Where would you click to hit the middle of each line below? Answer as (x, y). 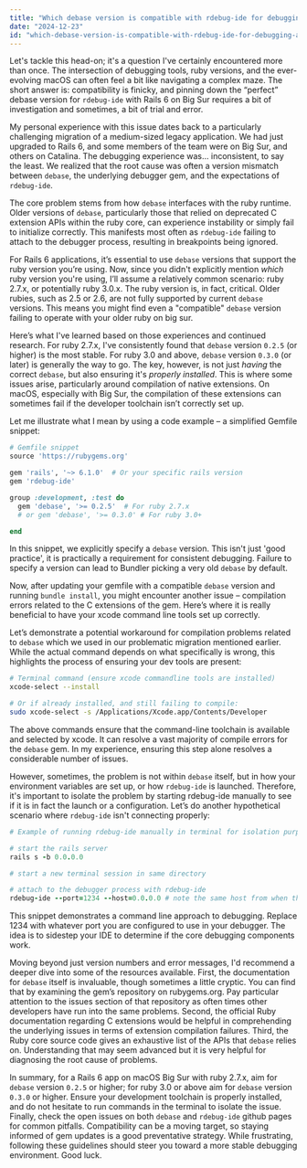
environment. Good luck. (56, 1155)
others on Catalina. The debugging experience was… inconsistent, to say (147, 156)
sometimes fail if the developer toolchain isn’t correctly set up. (127, 404)
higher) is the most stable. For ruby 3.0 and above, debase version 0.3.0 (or (151, 355)
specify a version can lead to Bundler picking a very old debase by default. (148, 568)
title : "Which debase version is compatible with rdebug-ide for (136, 18)
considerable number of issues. (69, 759)
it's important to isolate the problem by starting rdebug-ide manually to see (151, 795)
